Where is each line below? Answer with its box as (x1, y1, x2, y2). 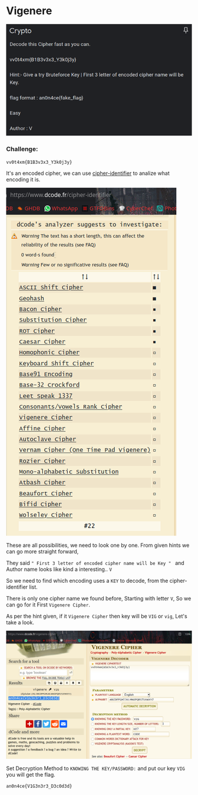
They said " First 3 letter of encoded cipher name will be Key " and (6, 559, 184, 566)
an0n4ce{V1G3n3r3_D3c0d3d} (6, 783, 72, 789)
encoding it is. (6, 176, 41, 183)
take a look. (6, 619, 34, 626)
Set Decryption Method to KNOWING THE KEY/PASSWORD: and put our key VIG (6, 764, 186, 772)
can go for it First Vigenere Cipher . (6, 601, 90, 608)
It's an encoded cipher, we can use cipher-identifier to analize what (6, 170, 170, 177)
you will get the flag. (6, 771, 56, 778)
